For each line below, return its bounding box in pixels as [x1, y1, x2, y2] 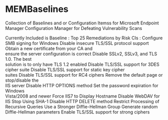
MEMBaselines [5, 3, 69, 15]
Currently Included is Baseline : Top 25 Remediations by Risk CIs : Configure [5, 35, 163, 41]
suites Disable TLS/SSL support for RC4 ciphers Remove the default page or [5, 72, 163, 78]
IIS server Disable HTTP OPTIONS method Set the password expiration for [5, 82, 159, 88]
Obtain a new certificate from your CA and [5, 45, 93, 51]
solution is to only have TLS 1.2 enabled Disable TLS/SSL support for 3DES [5, 61, 159, 67]
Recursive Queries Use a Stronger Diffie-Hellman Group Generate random [5, 104, 158, 110]
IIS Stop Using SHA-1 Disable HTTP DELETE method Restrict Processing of [5, 98, 159, 104]
